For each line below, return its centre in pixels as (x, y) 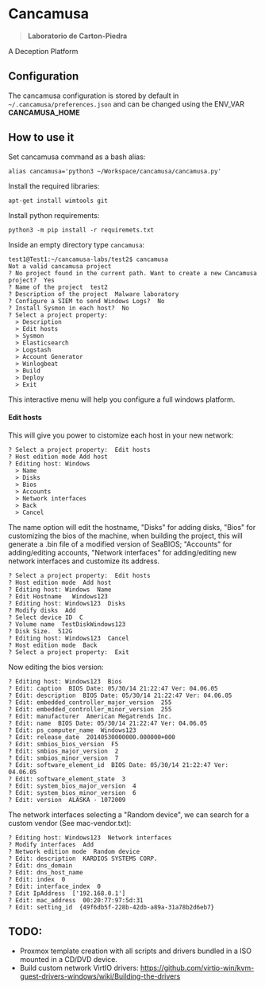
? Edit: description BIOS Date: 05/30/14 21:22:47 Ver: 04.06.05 (120, 695)
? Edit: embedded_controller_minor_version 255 (90, 709)
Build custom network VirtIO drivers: (79, 968)
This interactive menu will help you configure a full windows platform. (122, 399)
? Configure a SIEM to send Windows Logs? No (86, 301)
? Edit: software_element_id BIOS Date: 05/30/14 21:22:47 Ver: (118, 765)
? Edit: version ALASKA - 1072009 (67, 800)
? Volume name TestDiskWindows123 (67, 624)
